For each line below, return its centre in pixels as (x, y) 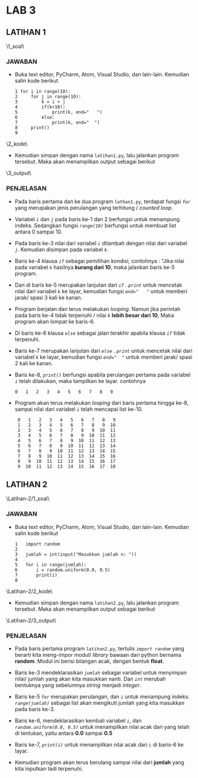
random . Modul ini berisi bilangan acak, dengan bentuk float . (89, 661)
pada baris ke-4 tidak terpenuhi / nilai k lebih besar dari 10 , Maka (94, 315)
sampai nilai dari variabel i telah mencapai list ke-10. (79, 409)
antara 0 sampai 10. (38, 232)
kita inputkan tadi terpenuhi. (49, 769)
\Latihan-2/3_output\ (31, 620)
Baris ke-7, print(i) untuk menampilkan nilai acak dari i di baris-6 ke (99, 745)
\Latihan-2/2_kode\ (29, 591)
